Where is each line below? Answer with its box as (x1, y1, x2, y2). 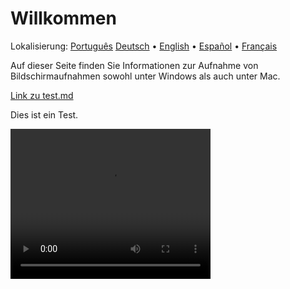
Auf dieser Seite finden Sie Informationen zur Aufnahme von (10, 59, 259, 71)
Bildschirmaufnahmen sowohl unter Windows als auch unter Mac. (10, 70, 281, 82)
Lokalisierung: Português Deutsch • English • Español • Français (10, 40, 278, 52)
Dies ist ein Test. (10, 108, 79, 121)
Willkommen (10, 7, 117, 30)
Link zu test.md (10, 89, 74, 101)
